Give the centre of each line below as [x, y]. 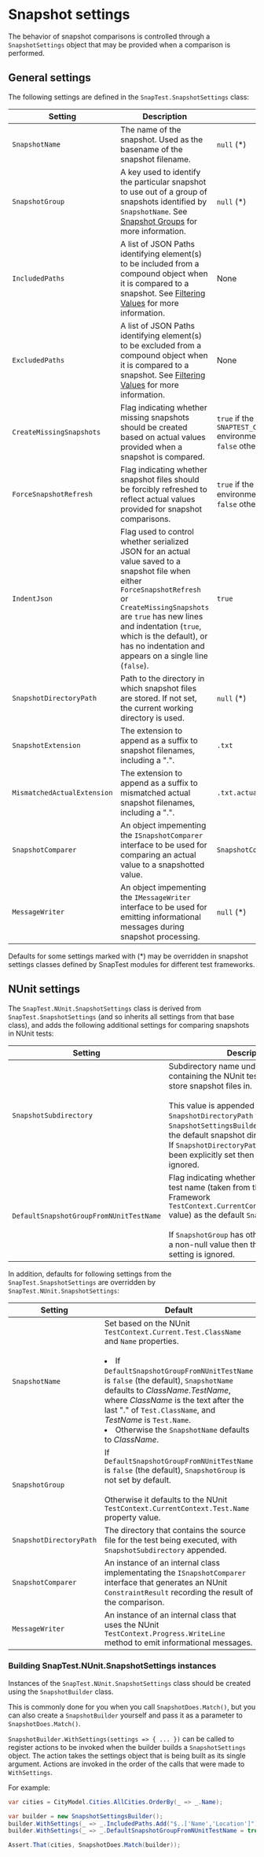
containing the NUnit [207, 1076]
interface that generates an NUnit [166, 1582]
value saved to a [150, 561]
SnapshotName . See [154, 211]
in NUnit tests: [31, 1033]
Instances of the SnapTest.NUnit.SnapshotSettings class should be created [130, 1683]
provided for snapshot [161, 508]
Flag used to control [157, 531]
